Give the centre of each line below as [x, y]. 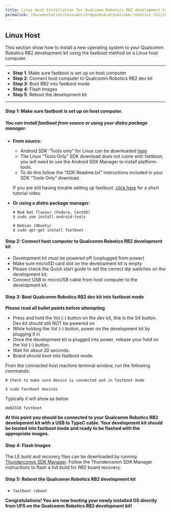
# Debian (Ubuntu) [32, 225]
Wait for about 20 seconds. [41, 350]
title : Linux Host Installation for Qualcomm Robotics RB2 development [83, 10]
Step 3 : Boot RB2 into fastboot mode [51, 84]
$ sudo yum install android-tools [49, 217]
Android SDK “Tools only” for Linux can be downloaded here [84, 151]
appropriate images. [27, 434]
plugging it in [26, 334]
